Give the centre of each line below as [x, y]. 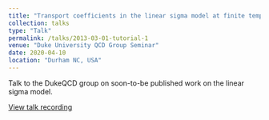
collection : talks [39, 23]
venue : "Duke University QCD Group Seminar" [84, 46]
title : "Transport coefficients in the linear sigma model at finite [127, 16]
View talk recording [40, 107]
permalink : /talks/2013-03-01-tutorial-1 [78, 38]
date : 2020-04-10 [37, 53]
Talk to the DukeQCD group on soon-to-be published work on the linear [126, 83]
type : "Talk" [30, 30]
